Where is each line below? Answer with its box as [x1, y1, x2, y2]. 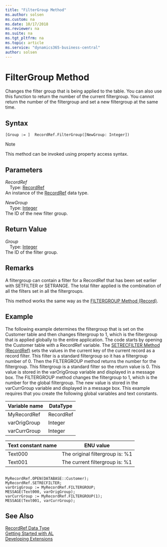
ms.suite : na [5, 31, 33, 36]
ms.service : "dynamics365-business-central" [5, 45, 100, 50]
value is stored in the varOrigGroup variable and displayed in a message [5, 369, 155, 375]
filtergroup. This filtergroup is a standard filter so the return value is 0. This [5, 363, 160, 370]
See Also [5, 512, 34, 520]
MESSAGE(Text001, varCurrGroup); [5, 498, 76, 503]
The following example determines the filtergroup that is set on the [5, 326, 144, 332]
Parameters [5, 165, 43, 174]
